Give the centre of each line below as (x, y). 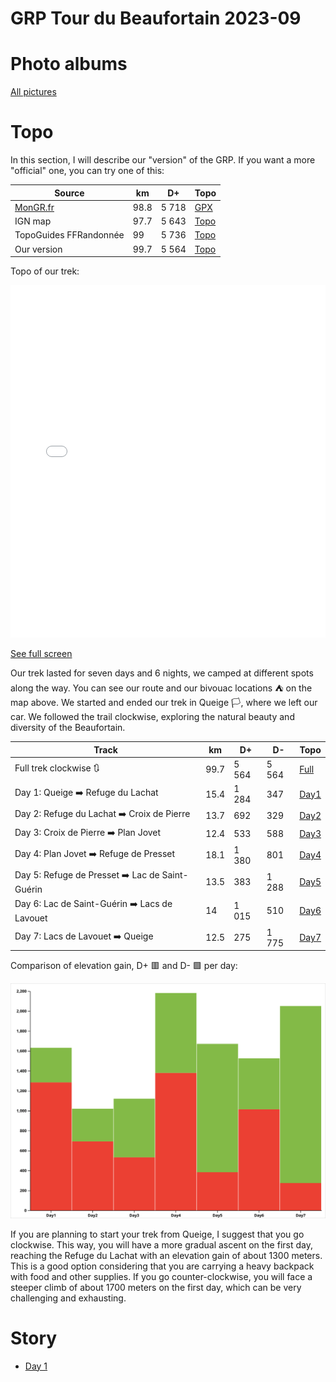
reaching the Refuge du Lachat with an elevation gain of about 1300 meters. (166, 1255)
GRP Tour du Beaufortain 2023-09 (156, 18)
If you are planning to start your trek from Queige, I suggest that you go (157, 1234)
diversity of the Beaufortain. (68, 728)
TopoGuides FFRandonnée (69, 235)
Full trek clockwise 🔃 (57, 768)
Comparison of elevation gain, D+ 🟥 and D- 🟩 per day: (124, 966)
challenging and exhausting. (68, 1298)
